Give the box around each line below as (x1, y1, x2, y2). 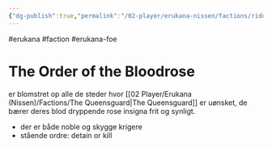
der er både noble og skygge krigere (19, 122, 143, 132)
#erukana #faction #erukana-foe (8, 34, 117, 44)
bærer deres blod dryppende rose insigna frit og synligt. (8, 106, 196, 115)
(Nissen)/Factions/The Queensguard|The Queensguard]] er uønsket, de (8, 98, 249, 107)
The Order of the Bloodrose (8, 62, 196, 81)
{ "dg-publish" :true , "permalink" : (8, 11, 121, 20)
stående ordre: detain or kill (19, 130, 113, 140)
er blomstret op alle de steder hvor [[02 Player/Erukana (8, 89, 192, 99)
